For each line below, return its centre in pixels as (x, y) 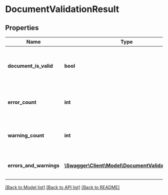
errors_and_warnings (34, 165)
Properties (22, 28)
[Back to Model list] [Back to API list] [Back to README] (62, 187)
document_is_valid (30, 66)
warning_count (26, 135)
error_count (22, 102)
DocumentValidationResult (62, 9)
